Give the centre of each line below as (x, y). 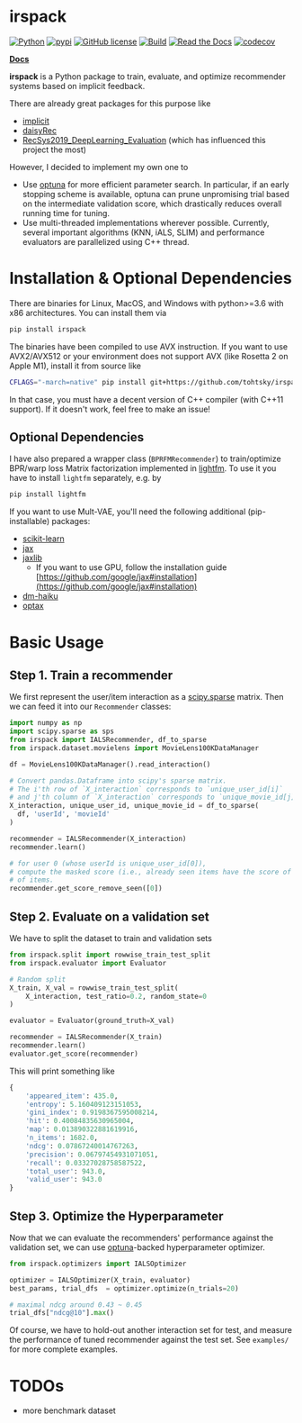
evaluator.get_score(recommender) (74, 1054)
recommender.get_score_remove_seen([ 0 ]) (86, 889)
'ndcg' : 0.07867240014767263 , (82, 1146)
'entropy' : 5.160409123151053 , (84, 1104)
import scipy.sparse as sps (62, 731)
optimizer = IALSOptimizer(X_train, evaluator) (100, 1280)
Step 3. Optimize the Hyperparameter (116, 1216)
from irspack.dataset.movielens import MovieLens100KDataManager (134, 748)
